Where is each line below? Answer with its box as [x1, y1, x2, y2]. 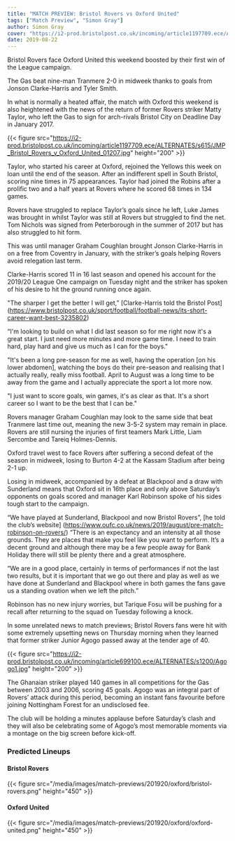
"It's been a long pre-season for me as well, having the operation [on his [7, 356, 216, 364]
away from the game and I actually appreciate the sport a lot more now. [7, 378, 213, 387]
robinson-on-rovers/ [7, 528, 66, 537]
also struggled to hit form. [7, 228, 82, 237]
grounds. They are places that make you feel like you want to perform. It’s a [7, 536, 225, 544]
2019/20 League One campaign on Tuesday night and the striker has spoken [7, 278, 228, 286]
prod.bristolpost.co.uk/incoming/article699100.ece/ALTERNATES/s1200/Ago [7, 657, 227, 665]
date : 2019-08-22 [7, 37, 58, 44]
